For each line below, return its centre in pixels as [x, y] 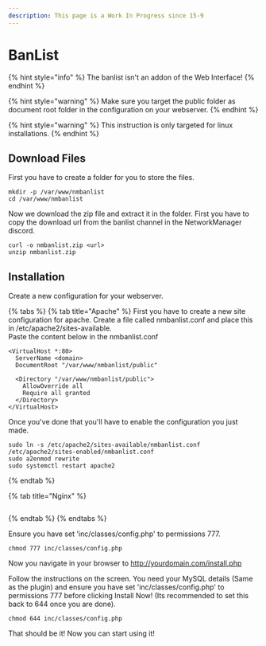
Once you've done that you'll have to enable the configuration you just [123, 422]
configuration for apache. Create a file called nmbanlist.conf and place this [131, 320]
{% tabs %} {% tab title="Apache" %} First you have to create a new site [127, 311]
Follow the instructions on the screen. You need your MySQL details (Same [131, 579]
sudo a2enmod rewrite [44, 459]
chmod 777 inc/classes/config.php [66, 549]
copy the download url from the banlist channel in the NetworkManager [125, 222]
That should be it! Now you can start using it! [81, 633]
